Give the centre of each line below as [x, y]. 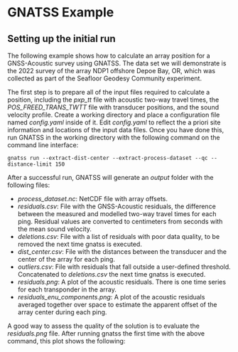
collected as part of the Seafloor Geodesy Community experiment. [105, 78]
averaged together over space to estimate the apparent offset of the [117, 304]
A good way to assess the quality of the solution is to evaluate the [104, 326]
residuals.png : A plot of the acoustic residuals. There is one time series [121, 282]
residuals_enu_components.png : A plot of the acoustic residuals [111, 297]
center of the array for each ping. [66, 259]
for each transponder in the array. [67, 289]
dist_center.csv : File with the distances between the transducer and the [122, 252]
